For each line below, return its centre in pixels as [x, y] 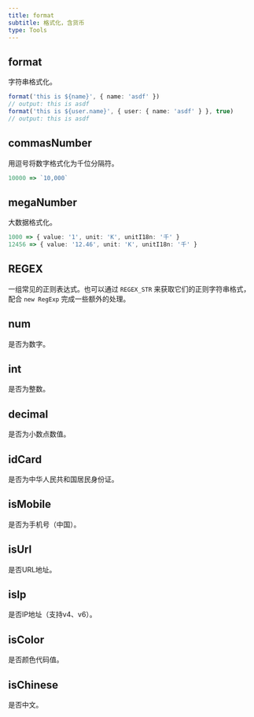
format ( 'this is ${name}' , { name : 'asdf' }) [84, 97]
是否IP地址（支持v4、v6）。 [52, 615]
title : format [31, 15]
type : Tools [28, 30]
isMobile [30, 504]
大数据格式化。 [32, 222]
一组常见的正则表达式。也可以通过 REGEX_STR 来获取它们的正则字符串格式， [129, 289]
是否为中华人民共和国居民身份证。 [63, 479]
